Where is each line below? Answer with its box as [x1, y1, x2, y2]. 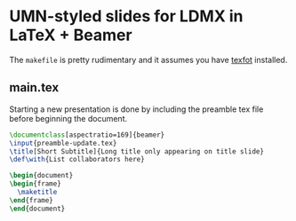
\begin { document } [9, 171, 74, 180]
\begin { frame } [9, 179, 62, 188]
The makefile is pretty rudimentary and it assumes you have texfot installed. [9, 54, 288, 65]
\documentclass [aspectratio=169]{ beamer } [9, 130, 165, 139]
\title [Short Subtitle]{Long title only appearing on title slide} [9, 146, 265, 156]
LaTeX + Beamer [9, 25, 132, 45]
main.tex [9, 80, 60, 95]
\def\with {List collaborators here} [9, 155, 145, 164]
